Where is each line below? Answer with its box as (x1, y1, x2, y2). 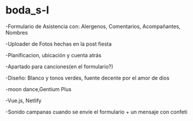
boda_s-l (5, 4, 49, 17)
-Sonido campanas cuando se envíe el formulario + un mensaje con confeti (5, 108, 188, 115)
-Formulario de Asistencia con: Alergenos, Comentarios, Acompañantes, (5, 23, 181, 30)
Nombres (5, 29, 28, 36)
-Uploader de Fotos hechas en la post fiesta (5, 40, 112, 47)
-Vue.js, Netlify (5, 97, 42, 104)
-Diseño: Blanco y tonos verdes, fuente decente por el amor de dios (5, 74, 170, 81)
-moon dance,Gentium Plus (5, 85, 72, 92)
